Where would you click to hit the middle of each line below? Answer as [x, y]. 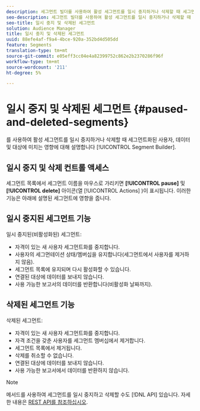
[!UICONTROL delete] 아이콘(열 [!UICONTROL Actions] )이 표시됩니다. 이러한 [99, 191]
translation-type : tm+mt [37, 51]
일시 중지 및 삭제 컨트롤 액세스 [58, 168]
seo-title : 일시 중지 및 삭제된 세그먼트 [51, 23]
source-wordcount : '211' [37, 67]
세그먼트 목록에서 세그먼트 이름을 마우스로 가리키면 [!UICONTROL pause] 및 [96, 183]
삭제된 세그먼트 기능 [40, 305]
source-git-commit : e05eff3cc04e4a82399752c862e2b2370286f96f [85, 56]
